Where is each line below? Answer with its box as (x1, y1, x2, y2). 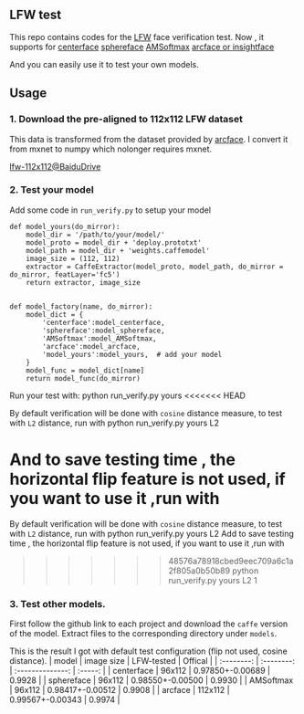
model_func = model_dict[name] (26, 365, 145, 375)
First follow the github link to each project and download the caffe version (9, 618, 288, 629)
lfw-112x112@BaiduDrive (9, 161, 101, 172)
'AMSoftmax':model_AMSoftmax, (42, 333, 157, 343)
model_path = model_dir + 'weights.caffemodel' (26, 246, 210, 255)
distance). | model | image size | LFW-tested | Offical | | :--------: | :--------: (9, 656, 295, 667)
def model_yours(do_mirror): (9, 222, 121, 231)
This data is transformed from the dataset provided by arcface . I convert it (9, 133, 288, 144)
